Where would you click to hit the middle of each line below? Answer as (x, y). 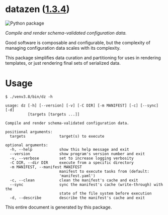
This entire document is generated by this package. (59, 207)
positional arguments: (29, 132)
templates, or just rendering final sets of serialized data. (63, 63)
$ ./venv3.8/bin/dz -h (29, 96)
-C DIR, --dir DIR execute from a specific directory (72, 163)
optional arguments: (27, 145)
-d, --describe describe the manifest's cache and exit (77, 198)
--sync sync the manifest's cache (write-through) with (87, 184)
